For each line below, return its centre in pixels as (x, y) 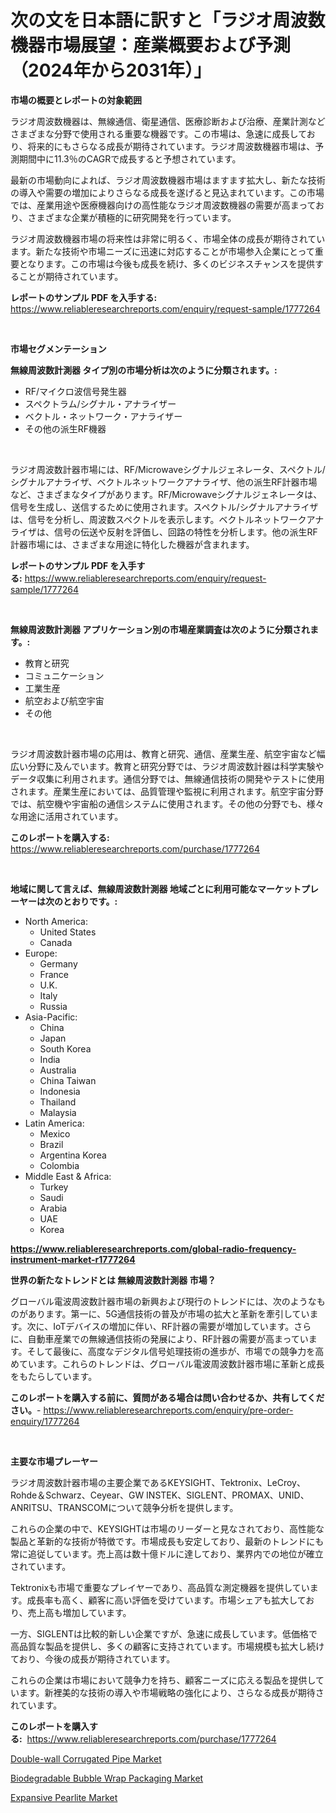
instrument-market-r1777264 (73, 1259)
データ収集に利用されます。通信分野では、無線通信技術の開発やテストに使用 (167, 778)
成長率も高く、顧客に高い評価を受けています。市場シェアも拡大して (166, 1600)
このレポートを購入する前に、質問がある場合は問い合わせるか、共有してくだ (167, 1397)
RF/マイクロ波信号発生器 (75, 391)
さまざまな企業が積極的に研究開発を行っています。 (132, 217)
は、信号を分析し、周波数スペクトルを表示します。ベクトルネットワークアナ (167, 519)
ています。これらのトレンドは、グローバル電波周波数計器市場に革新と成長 (171, 1363)
